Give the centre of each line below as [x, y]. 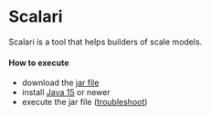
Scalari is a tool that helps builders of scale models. [105, 42]
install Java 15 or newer [66, 92]
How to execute [39, 63]
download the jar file [60, 82]
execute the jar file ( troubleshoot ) [84, 102]
